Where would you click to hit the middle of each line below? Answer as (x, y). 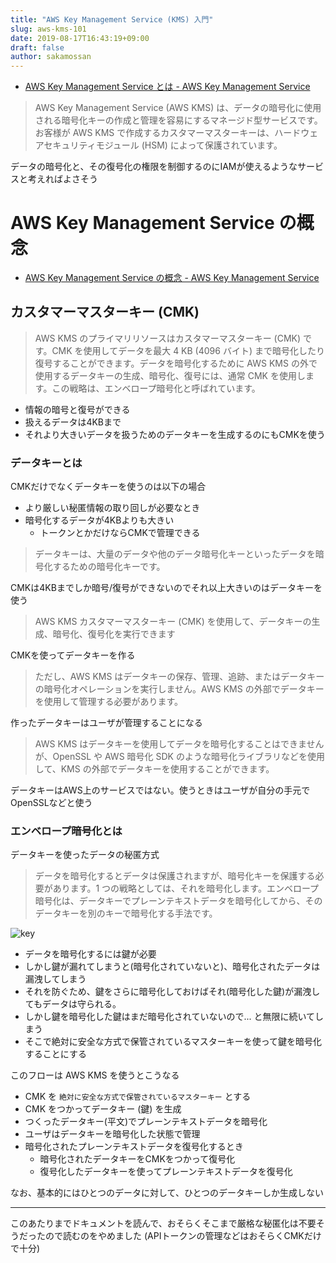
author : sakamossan (51, 57)
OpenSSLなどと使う (51, 803)
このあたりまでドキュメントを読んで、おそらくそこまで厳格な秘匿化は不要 (163, 1223)
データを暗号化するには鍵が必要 (90, 954)
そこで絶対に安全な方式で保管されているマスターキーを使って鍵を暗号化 (173, 1042)
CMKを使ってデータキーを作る (73, 655)
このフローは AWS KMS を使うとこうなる (95, 1075)
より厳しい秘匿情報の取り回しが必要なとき (112, 508)
